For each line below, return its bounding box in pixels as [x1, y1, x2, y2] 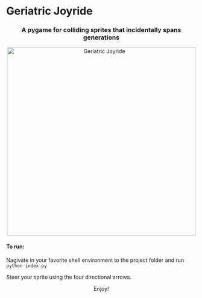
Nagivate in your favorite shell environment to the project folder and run [6, 256, 185, 264]
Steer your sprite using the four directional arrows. [6, 273, 131, 281]
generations [83, 33, 119, 42]
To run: [6, 243, 25, 250]
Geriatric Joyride [6, 4, 93, 18]
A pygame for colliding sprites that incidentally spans [21, 26, 181, 34]
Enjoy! [93, 285, 110, 292]
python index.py [6, 262, 47, 269]
